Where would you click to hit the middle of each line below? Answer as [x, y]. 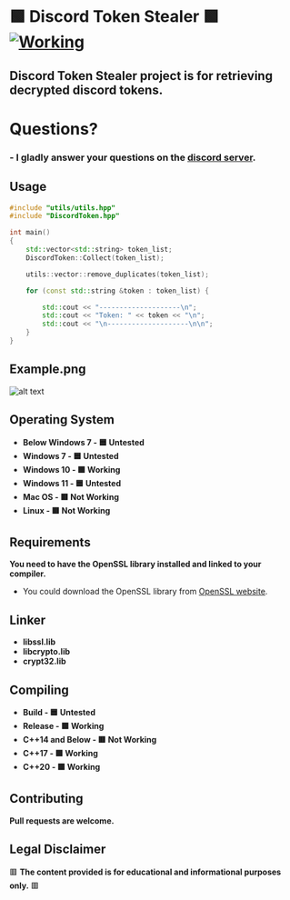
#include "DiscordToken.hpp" [65, 216]
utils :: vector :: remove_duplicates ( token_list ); [117, 274]
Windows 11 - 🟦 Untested [71, 483]
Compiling [40, 690]
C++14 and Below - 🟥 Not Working [90, 739]
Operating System [62, 420]
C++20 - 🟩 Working [61, 766]
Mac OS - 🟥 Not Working [71, 496]
